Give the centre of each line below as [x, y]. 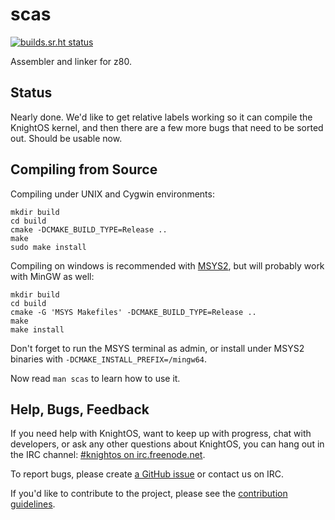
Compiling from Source [84, 169]
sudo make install [48, 247]
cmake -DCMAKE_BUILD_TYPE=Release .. [89, 229]
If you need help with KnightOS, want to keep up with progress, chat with [161, 434]
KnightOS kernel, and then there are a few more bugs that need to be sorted [167, 127]
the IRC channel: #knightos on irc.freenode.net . [108, 455]
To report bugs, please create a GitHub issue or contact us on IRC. [147, 474]
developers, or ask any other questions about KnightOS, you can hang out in [167, 444]
